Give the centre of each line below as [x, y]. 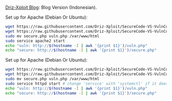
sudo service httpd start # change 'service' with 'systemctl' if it [81, 84]
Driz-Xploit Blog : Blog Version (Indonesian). [51, 7]
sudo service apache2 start [35, 41]
